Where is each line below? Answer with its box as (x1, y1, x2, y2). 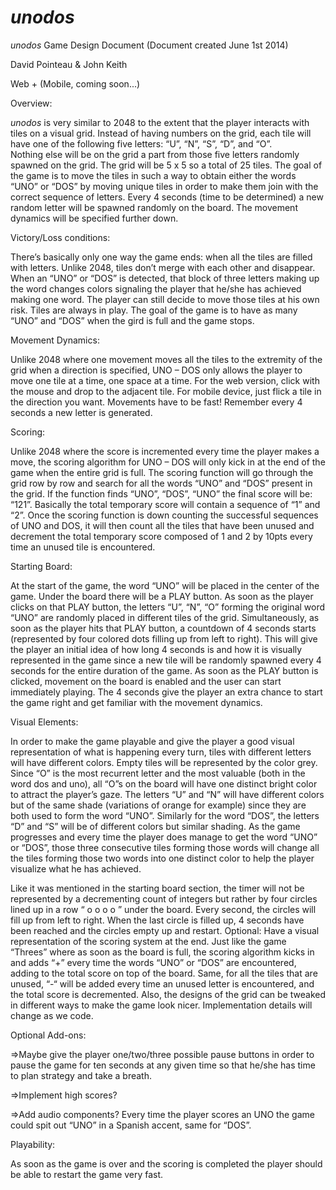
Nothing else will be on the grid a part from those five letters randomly (10, 148, 300, 160)
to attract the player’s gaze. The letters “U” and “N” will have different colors (10, 788, 325, 800)
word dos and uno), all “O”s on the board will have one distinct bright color (10, 777, 318, 790)
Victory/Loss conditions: (10, 231, 111, 243)
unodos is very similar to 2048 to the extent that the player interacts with (10, 116, 310, 128)
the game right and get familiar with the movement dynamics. (10, 696, 263, 708)
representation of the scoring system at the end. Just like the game (10, 935, 287, 947)
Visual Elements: (10, 716, 79, 728)
